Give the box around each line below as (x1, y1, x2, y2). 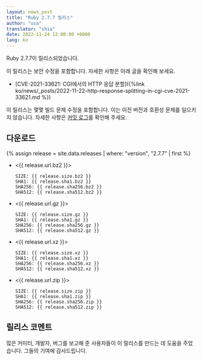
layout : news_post (6, 8, 53, 15)
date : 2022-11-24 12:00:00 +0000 (6, 32, 91, 38)
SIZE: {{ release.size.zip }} (15, 288, 92, 294)
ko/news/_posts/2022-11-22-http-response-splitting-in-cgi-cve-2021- (15, 87, 191, 94)
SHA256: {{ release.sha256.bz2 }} (15, 183, 102, 190)
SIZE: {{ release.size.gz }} (15, 211, 89, 217)
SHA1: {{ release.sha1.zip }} (15, 293, 92, 299)
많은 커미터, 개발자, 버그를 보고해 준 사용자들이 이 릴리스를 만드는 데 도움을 (6, 339, 182, 347)
